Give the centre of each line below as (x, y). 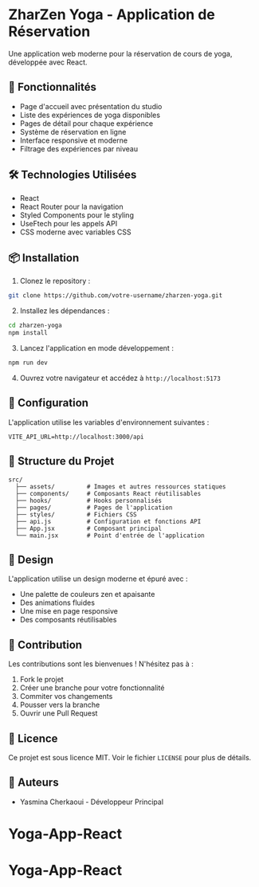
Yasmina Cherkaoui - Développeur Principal (92, 802)
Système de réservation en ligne (73, 131)
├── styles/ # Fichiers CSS (76, 514)
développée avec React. (48, 62)
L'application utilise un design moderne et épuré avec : (98, 579)
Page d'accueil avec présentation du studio (91, 106)
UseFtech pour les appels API (69, 223)
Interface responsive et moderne (74, 140)
